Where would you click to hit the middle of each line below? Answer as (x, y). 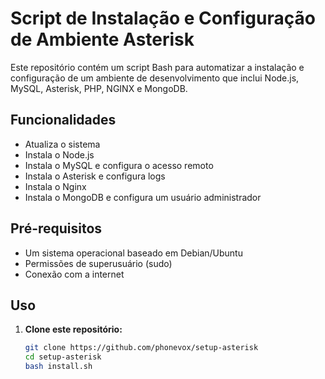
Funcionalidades (63, 120)
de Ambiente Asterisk (102, 39)
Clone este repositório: (73, 329)
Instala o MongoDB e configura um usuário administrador (143, 197)
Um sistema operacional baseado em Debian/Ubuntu (133, 253)
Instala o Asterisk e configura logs (95, 176)
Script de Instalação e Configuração (163, 18)
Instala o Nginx (55, 186)
